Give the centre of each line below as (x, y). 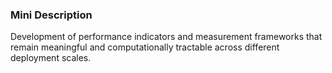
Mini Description (51, 15)
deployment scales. (51, 58)
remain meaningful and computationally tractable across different (145, 47)
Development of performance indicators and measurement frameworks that (166, 37)
